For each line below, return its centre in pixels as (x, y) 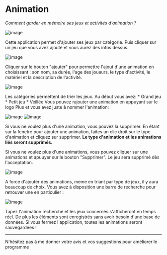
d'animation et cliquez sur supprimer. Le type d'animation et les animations (83, 137)
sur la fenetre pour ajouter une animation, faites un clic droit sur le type (78, 131)
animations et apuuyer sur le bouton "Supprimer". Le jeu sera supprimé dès (83, 157)
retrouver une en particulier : (34, 192)
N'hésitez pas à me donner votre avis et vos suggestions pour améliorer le (81, 242)
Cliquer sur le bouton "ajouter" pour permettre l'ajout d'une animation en (80, 67)
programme (17, 247)
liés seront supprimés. (29, 142)
